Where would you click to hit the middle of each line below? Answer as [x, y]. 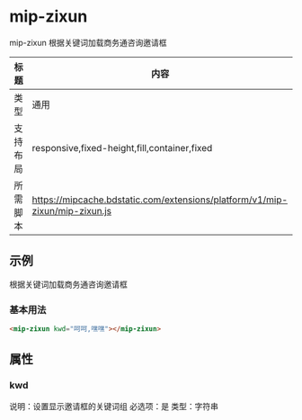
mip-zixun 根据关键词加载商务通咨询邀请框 [88, 42]
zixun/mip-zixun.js [72, 210]
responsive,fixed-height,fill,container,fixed [122, 147]
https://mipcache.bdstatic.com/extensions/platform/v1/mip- [160, 200]
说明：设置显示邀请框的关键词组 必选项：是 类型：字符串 [114, 406]
